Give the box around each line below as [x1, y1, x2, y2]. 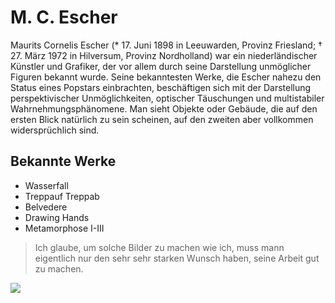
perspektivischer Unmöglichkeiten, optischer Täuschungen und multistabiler [10, 92, 325, 104]
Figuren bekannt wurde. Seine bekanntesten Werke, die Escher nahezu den [10, 71, 322, 83]
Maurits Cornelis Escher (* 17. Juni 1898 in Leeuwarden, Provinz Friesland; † [10, 39, 323, 51]
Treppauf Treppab [24, 190, 100, 202]
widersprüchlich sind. [10, 124, 100, 136]
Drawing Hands [24, 211, 90, 223]
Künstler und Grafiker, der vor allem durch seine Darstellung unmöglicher [10, 60, 312, 72]
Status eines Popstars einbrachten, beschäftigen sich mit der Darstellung [10, 81, 312, 93]
